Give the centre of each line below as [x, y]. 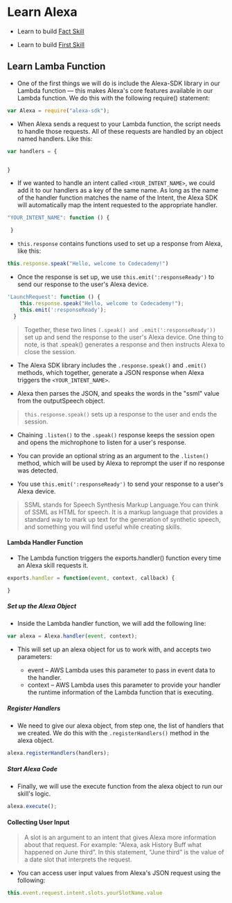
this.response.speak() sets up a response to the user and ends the [121, 414]
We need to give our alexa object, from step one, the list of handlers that [120, 726]
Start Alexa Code [32, 769]
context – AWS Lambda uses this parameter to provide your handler [124, 685]
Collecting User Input [38, 822]
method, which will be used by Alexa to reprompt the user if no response [121, 463]
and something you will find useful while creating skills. [103, 527]
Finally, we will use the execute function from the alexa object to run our [120, 787]
